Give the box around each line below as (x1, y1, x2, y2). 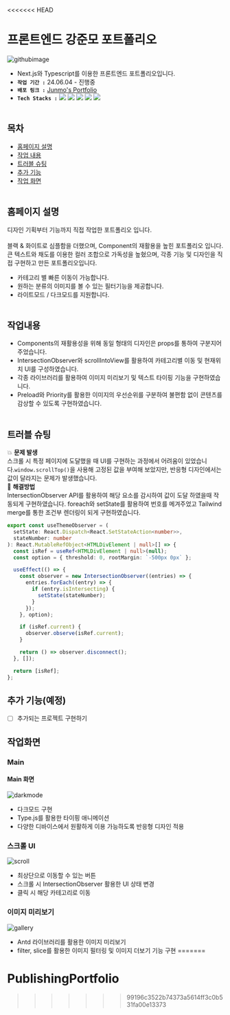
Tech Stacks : (16, 95, 58, 102)
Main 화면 (7, 775, 34, 783)
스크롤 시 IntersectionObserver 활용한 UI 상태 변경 (16, 880, 154, 889)
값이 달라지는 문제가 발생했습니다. (7, 474, 97, 482)
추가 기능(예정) (7, 694, 67, 706)
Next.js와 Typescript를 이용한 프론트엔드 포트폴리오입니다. (16, 69, 176, 78)
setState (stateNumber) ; (37, 592, 106, 599)
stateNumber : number (13, 535, 72, 542)
